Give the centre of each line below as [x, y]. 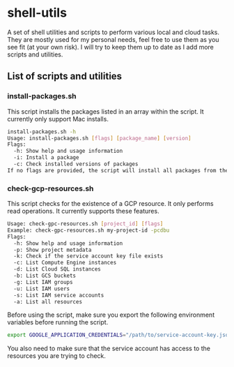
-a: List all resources [48, 301]
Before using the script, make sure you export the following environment [111, 315]
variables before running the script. [58, 322]
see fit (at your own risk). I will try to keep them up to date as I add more [111, 47]
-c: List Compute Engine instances [65, 263]
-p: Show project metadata [53, 250]
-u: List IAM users [42, 289]
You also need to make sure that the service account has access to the [109, 349]
